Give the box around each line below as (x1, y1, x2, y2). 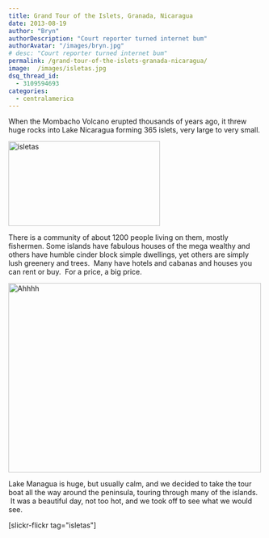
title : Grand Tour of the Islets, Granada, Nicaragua (8, 11, 194, 20)
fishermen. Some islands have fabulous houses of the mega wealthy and (8, 242, 250, 251)
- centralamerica (15, 95, 74, 103)
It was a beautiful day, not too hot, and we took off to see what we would (10, 496, 253, 506)
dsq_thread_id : (8, 72, 60, 80)
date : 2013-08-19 (8, 19, 67, 27)
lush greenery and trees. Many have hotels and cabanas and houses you (8, 258, 253, 268)
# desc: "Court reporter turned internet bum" (8, 49, 168, 57)
